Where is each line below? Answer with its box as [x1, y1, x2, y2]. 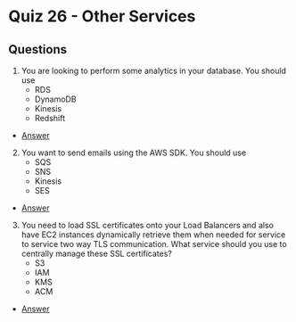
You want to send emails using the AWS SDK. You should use [21, 147, 247, 158]
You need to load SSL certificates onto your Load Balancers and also [21, 220, 274, 230]
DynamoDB [34, 94, 77, 104]
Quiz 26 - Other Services [8, 6, 196, 27]
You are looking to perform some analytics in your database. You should [21, 65, 287, 76]
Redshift [34, 113, 66, 123]
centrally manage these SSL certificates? [21, 248, 173, 259]
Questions [8, 42, 68, 57]
